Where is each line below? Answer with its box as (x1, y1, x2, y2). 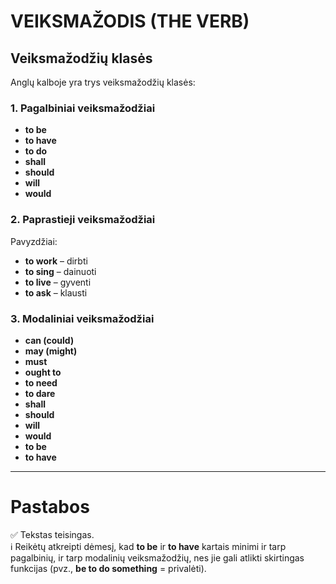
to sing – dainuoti (24, 265, 97, 277)
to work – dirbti (24, 255, 88, 267)
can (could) (24, 334, 75, 346)
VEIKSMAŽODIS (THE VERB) (10, 10, 250, 33)
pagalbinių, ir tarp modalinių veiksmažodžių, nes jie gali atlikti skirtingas (10, 551, 305, 564)
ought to (24, 366, 62, 378)
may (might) (24, 345, 78, 357)
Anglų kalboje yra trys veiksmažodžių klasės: (10, 76, 196, 88)
